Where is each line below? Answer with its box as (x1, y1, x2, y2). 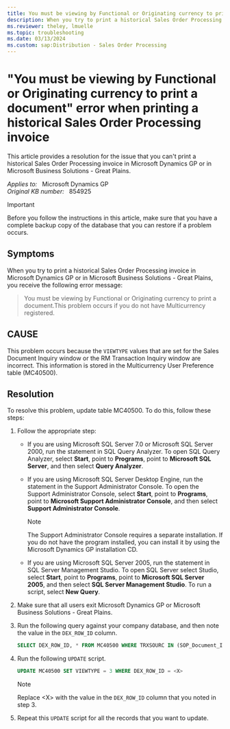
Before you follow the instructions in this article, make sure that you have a (7, 214, 218, 222)
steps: (7, 413, 25, 422)
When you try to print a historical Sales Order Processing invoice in (7, 266, 196, 274)
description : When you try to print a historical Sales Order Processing (7, 16, 222, 23)
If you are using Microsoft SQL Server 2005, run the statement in (27, 559, 210, 567)
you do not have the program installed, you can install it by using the (27, 538, 220, 546)
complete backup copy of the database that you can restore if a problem (7, 220, 212, 229)
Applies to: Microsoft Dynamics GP (7, 179, 109, 188)
